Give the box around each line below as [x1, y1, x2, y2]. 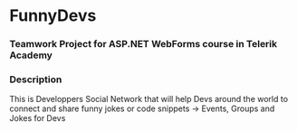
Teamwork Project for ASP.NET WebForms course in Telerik [9, 38, 278, 51]
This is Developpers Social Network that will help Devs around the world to [9, 94, 288, 105]
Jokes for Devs [9, 113, 66, 124]
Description [9, 73, 62, 86]
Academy [9, 49, 53, 61]
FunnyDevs [9, 5, 97, 26]
